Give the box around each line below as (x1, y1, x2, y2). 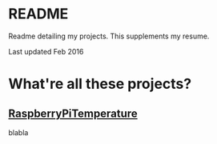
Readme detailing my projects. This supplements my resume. (8, 31, 210, 41)
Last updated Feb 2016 (8, 46, 84, 56)
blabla (8, 127, 29, 137)
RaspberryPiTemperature (8, 106, 138, 120)
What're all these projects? (8, 75, 192, 93)
